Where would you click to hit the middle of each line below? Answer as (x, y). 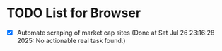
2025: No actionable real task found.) (71, 41)
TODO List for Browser (74, 13)
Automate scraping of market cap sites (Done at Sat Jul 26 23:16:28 (116, 33)
